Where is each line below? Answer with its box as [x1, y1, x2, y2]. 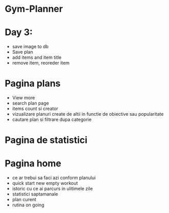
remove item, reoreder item [12, 60, 70, 66]
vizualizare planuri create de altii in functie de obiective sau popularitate [12, 111, 164, 117]
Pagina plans [5, 78, 61, 90]
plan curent [12, 197, 37, 203]
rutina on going [12, 202, 44, 208]
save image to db [12, 44, 49, 50]
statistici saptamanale [12, 191, 58, 197]
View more [12, 95, 35, 101]
